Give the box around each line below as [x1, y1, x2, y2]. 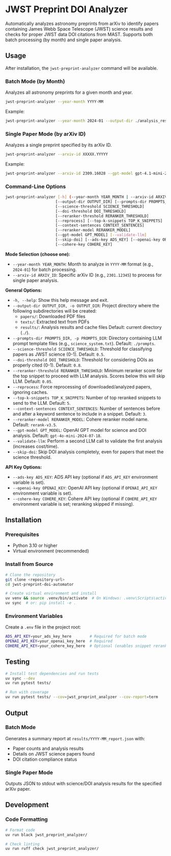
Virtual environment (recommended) [12, 548, 89, 554]
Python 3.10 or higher [12, 542, 58, 549]
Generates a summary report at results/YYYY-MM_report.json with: [5, 735, 145, 741]
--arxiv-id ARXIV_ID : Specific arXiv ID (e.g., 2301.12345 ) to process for [12, 272, 162, 278]
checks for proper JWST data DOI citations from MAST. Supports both [5, 31, 153, 37]
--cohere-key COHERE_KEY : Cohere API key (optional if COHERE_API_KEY [12, 496, 157, 502]
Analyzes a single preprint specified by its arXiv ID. [5, 142, 112, 148]
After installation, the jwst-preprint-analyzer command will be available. [5, 65, 158, 71]
